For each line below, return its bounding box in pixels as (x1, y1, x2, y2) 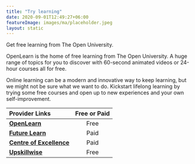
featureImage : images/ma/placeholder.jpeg (6, 19, 113, 25)
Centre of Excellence (9, 139, 70, 147)
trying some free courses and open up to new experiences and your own (6, 89, 184, 96)
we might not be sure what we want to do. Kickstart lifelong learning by (6, 83, 180, 90)
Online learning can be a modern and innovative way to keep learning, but (6, 77, 187, 84)
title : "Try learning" (6, 8, 62, 15)
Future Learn (9, 129, 46, 137)
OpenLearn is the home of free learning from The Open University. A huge (6, 53, 188, 60)
